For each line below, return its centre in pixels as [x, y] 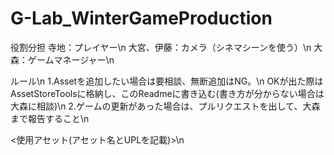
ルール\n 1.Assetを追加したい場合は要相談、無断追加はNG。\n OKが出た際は [167, 81]
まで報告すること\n [50, 118]
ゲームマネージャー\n [71, 59]
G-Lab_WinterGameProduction [141, 18]
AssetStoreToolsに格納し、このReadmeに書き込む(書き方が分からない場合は [167, 93]
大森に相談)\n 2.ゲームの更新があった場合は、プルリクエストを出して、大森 [165, 106]
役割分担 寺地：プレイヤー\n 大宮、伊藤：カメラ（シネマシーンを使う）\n [161, 47]
